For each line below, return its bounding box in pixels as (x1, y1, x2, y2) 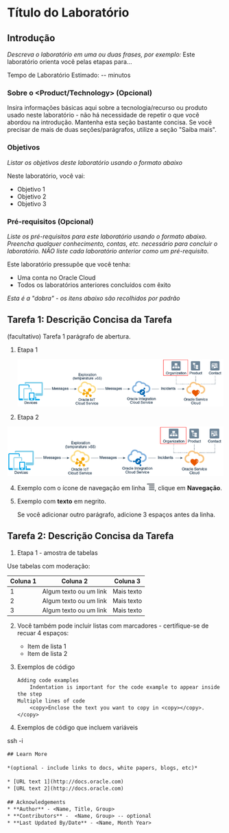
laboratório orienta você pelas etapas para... (7, 58, 132, 66)
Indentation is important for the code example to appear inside (29, 683, 221, 691)
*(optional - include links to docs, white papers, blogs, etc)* (7, 764, 197, 771)
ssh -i (7, 736, 23, 744)
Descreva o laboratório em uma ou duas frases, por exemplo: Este (7, 50, 195, 58)
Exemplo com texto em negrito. (16, 497, 106, 505)
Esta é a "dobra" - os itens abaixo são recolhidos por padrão (7, 294, 180, 302)
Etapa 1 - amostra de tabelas (16, 548, 98, 557)
